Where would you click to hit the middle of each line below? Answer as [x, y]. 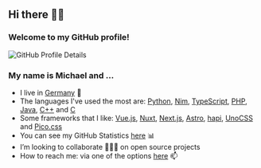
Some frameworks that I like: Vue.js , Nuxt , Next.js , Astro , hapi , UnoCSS [136, 118]
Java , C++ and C [47, 109]
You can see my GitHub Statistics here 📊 [87, 135]
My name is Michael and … [61, 75]
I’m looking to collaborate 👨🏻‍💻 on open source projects [110, 147]
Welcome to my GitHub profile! [69, 37]
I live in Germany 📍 [51, 92]
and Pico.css [41, 126]
